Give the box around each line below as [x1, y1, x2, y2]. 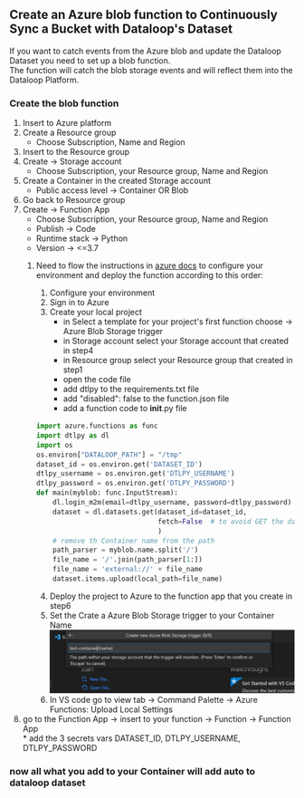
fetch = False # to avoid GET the [157, 516, 284, 526]
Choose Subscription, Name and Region [35, 137, 185, 148]
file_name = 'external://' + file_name [52, 565, 204, 574]
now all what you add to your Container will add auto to [9, 764, 256, 777]
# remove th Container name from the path [52, 536, 215, 545]
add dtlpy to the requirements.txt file [62, 384, 200, 395]
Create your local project [49, 307, 143, 318]
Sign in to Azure [49, 297, 109, 308]
